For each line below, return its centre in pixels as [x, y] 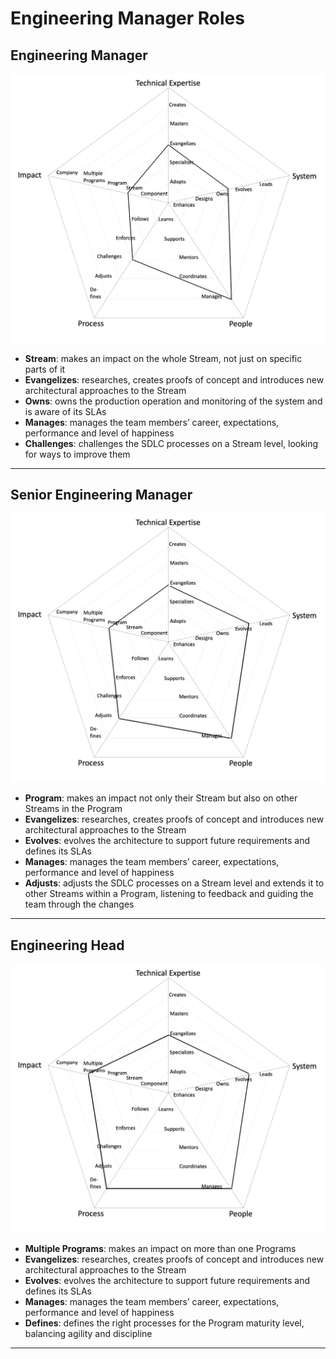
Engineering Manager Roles [127, 18]
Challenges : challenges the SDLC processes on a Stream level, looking [171, 443]
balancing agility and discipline [88, 1333]
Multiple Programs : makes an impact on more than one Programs [160, 1248]
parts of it [45, 369]
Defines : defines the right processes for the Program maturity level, [164, 1323]
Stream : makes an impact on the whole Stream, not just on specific [163, 358]
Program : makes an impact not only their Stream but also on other [161, 798]
